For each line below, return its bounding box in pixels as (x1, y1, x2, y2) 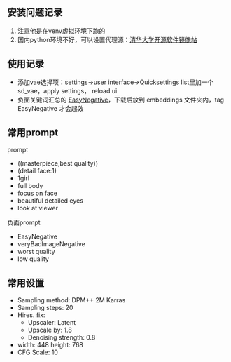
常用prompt (7, 127, 59, 139)
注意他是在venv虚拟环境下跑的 (17, 27, 106, 35)
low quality (17, 255, 49, 263)
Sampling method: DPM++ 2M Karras (17, 296, 126, 304)
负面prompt (7, 218, 41, 227)
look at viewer (17, 204, 58, 213)
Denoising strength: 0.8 (27, 333, 96, 342)
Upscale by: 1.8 (27, 326, 72, 335)
